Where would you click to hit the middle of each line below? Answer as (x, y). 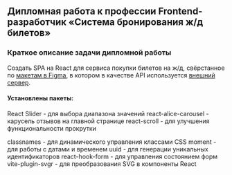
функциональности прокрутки (52, 128)
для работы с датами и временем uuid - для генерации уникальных (108, 149)
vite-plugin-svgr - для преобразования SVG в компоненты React (102, 164)
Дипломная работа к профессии (82, 11)
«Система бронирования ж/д (136, 22)
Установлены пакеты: (41, 98)
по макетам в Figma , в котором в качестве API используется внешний (111, 75)
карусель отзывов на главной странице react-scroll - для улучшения (108, 121)
